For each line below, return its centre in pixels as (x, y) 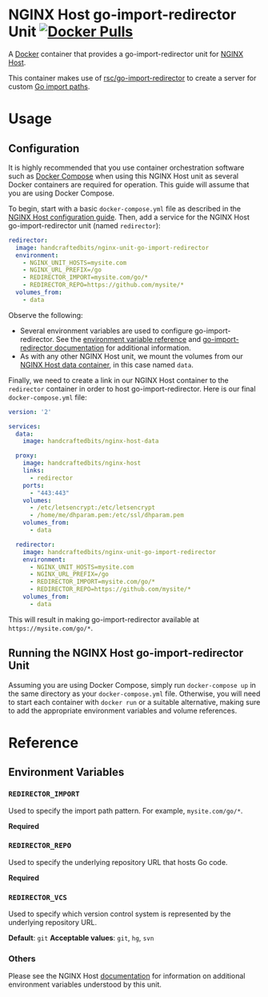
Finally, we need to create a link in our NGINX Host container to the (119, 380)
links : (34, 471)
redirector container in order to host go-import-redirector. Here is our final (132, 388)
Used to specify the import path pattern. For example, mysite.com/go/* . (126, 810)
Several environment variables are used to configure (106, 331)
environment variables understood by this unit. (85, 985)
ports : (34, 485)
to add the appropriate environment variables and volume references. (123, 710)
